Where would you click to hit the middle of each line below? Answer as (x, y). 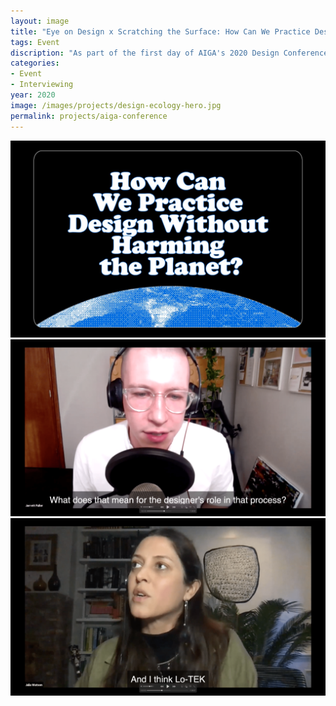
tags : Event (35, 42)
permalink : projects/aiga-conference (89, 116)
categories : (35, 63)
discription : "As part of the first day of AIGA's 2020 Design (145, 53)
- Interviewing (42, 85)
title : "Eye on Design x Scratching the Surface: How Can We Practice (160, 31)
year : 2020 (33, 95)
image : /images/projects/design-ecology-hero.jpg (116, 105)
